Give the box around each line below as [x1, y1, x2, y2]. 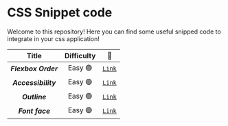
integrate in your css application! [7, 34, 100, 42]
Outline [21, 92, 47, 102]
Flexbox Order [10, 64, 58, 73]
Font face [18, 106, 50, 116]
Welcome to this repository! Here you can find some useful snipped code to [7, 27, 221, 36]
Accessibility [12, 78, 56, 88]
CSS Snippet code [7, 5, 113, 21]
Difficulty [64, 51, 96, 60]
